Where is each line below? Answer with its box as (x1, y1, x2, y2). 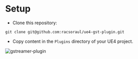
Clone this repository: (12, 20, 57, 26)
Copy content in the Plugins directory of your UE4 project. (12, 38, 133, 44)
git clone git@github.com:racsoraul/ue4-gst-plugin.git (5, 29, 124, 34)
